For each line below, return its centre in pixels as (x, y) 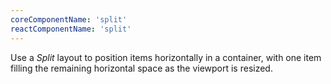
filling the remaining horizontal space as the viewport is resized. (141, 68)
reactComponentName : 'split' (71, 29)
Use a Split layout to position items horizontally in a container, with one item (166, 57)
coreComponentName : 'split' (69, 19)
